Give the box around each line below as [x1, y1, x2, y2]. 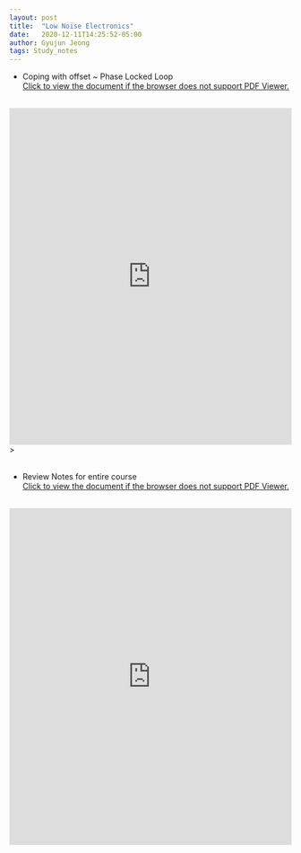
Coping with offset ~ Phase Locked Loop [21, 71, 174, 82]
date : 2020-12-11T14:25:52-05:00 [9, 30, 142, 39]
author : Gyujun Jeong [9, 38, 90, 48]
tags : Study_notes [9, 47, 78, 56]
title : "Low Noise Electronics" [9, 22, 134, 31]
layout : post [9, 13, 58, 22]
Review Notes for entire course [21, 471, 137, 482]
